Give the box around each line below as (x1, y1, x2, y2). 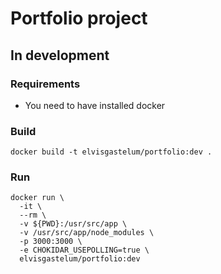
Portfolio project (10, 7, 148, 30)
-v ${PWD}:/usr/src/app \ (19, 219, 128, 229)
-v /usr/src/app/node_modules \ (19, 228, 155, 238)
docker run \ (10, 193, 65, 203)
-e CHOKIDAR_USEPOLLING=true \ (19, 245, 150, 256)
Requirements (10, 77, 81, 91)
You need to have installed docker (24, 99, 166, 111)
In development (10, 47, 110, 64)
